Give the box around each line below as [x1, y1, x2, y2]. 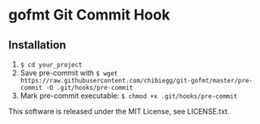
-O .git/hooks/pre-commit [45, 83, 134, 92]
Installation [8, 38, 66, 52]
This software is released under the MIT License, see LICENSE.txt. [8, 107, 230, 116]
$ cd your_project [19, 61, 83, 69]
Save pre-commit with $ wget [19, 68, 118, 78]
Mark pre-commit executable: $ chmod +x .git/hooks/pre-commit [19, 91, 237, 100]
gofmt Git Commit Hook [8, 6, 170, 24]
